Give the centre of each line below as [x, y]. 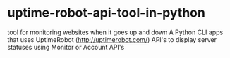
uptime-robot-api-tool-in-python [107, 13]
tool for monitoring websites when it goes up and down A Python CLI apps [115, 32]
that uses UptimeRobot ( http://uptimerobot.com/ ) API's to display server [112, 39]
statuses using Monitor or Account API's [66, 47]
